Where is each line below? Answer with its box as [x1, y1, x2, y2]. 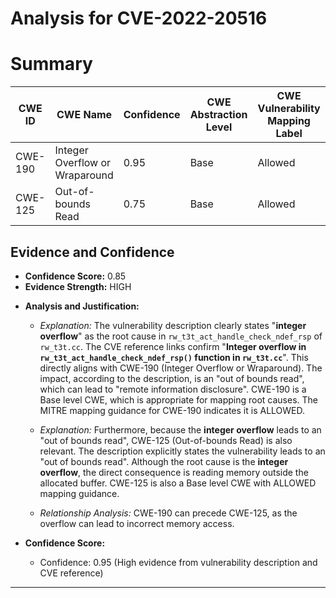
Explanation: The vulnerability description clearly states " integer [39, 319, 307, 331]
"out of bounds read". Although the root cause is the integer [39, 455, 289, 467]
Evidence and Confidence [10, 243, 175, 261]
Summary [10, 53, 93, 76]
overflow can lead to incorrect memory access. [39, 517, 235, 529]
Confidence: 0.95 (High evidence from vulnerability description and [39, 556, 318, 568]
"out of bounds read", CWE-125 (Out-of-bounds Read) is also [39, 434, 293, 446]
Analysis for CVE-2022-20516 [10, 7, 268, 30]
